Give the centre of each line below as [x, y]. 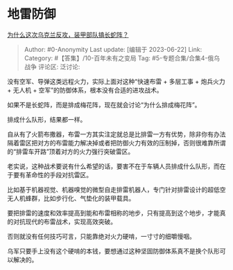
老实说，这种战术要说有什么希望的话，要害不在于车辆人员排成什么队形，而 [113, 166]
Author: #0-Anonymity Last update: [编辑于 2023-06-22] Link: [113, 49]
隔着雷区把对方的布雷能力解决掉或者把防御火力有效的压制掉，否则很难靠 [110, 143]
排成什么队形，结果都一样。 [47, 119]
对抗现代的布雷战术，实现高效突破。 [64, 222]
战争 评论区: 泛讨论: [52, 66]
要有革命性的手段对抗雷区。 [52, 174]
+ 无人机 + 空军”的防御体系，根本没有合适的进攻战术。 [85, 90]
